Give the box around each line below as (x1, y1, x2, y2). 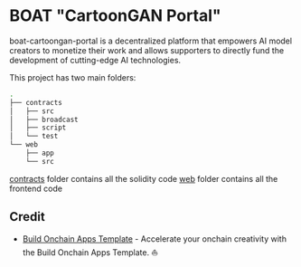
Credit (9, 209, 45, 224)
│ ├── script (9, 123, 67, 132)
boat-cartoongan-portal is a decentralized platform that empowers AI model (9, 35, 292, 46)
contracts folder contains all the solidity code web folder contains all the (9, 173, 278, 184)
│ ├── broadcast (9, 115, 79, 124)
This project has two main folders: (9, 72, 136, 82)
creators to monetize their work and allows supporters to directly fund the (9, 44, 285, 55)
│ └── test (9, 132, 59, 141)
